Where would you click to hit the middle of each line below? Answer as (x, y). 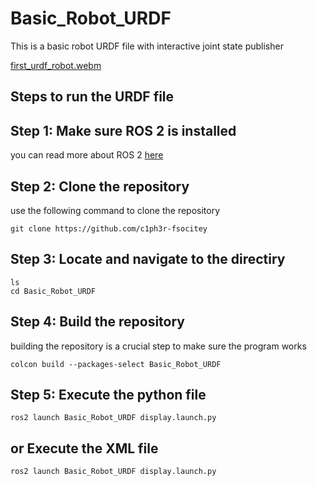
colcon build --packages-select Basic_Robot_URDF (116, 364)
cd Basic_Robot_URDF (53, 291)
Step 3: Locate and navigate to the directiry (148, 259)
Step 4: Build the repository (98, 322)
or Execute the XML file (84, 448)
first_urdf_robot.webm (56, 65)
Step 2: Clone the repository (100, 186)
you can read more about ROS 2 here (87, 155)
